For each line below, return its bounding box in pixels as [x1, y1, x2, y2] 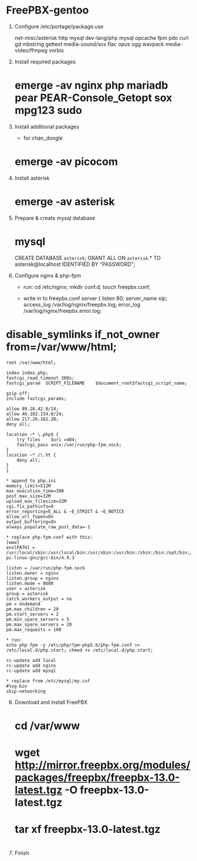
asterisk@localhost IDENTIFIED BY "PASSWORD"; [14, 261, 135, 268]
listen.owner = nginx [6, 570, 59, 576]
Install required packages [14, 58, 76, 65]
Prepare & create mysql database [14, 214, 96, 221]
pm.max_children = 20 [6, 606, 59, 612]
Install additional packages [14, 123, 79, 130]
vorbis [49, 46, 64, 53]
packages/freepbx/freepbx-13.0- [14, 771, 180, 784]
